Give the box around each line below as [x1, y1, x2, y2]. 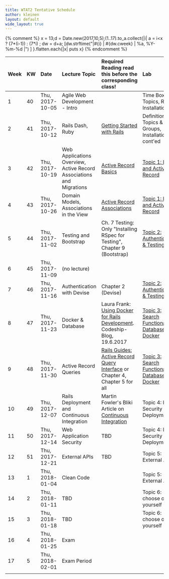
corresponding [101, 77, 138, 84]
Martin [101, 393, 117, 400]
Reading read [101, 64, 134, 71]
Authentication [62, 283, 97, 290]
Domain [62, 192, 80, 199]
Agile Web [62, 92, 87, 99]
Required [101, 58, 124, 65]
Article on [101, 405, 124, 412]
